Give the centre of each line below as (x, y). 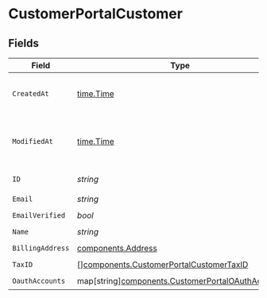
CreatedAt (31, 93)
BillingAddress (41, 248)
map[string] (99, 281)
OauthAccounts (39, 281)
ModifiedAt (33, 141)
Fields (24, 43)
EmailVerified (39, 215)
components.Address (117, 248)
